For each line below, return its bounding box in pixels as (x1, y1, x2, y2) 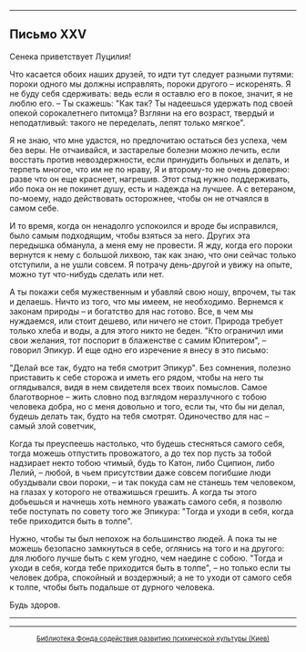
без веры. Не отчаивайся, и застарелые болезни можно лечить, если (9, 144, 280, 155)
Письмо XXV (9, 26, 87, 42)
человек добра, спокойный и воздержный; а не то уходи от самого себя (9, 572, 292, 583)
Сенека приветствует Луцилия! (9, 51, 132, 62)
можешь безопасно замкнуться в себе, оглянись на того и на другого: (9, 543, 285, 554)
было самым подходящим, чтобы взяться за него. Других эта (9, 230, 250, 241)
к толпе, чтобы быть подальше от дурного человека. (9, 581, 216, 593)
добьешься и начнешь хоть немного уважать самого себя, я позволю (9, 496, 282, 507)
